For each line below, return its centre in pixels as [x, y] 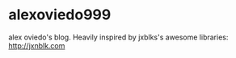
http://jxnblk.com [37, 45]
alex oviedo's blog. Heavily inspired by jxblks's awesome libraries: [118, 37]
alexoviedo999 [60, 15]
